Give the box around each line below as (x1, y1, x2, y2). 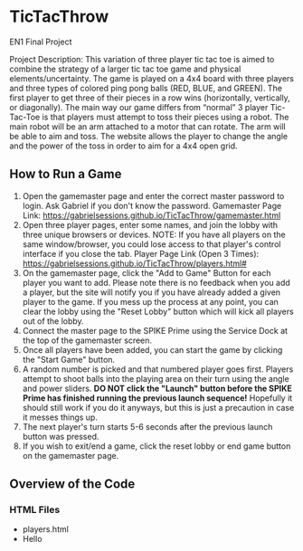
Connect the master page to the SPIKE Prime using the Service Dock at (22, 325, 288, 336)
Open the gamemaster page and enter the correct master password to (22, 190, 285, 201)
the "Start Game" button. (22, 354, 116, 365)
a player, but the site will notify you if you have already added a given (22, 287, 281, 298)
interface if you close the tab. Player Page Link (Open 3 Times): (22, 248, 260, 259)
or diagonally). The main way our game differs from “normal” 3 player (9, 101, 269, 112)
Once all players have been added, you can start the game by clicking (22, 344, 283, 355)
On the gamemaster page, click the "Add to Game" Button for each (22, 267, 271, 278)
